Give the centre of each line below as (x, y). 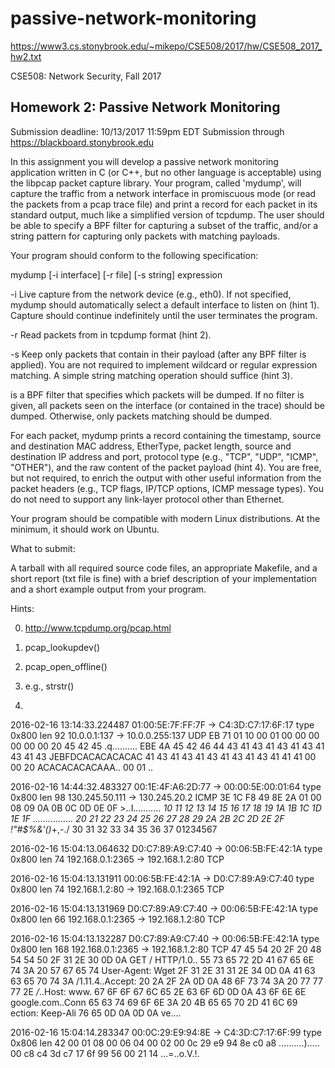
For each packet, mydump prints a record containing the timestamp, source (166, 435)
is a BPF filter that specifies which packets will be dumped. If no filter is (157, 394)
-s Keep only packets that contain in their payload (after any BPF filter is (158, 354)
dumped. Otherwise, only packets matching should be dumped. (141, 416)
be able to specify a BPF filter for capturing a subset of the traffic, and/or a (164, 225)
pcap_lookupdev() (62, 647)
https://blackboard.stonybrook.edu (82, 142)
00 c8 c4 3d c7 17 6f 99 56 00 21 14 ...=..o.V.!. (105, 1053)
